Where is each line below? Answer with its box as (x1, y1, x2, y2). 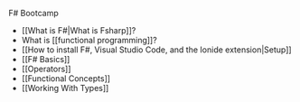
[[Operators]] (21, 63, 71, 74)
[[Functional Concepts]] (21, 73, 110, 84)
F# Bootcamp (8, 8, 60, 18)
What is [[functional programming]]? (21, 35, 157, 45)
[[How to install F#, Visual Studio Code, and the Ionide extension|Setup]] (21, 44, 292, 55)
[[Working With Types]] (21, 83, 109, 93)
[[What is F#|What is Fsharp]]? (21, 25, 136, 35)
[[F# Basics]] (21, 54, 70, 64)
